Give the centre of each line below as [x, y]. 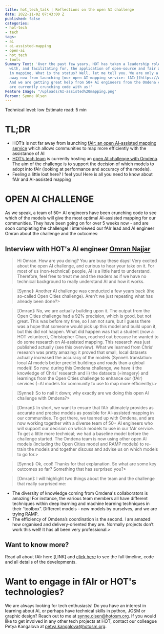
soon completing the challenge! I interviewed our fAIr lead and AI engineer [80, 228]
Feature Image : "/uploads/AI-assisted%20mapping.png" [61, 91]
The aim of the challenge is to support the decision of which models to [83, 164]
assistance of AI [28, 153]
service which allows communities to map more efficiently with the [79, 148]
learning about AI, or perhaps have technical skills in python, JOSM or [75, 611]
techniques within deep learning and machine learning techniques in [81, 503]
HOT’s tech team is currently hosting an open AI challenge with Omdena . [85, 159]
